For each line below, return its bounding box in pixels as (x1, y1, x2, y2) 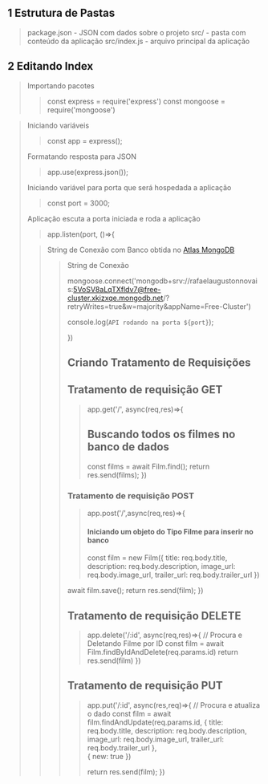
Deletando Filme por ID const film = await (87, 638, 225, 648)
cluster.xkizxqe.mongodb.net (67, 293, 164, 303)
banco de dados (87, 441, 170, 454)
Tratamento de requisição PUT (67, 679, 224, 693)
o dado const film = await (87, 709, 172, 718)
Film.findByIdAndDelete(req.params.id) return (87, 647, 238, 656)
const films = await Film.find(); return (87, 461, 210, 471)
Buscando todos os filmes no (87, 428, 236, 441)
